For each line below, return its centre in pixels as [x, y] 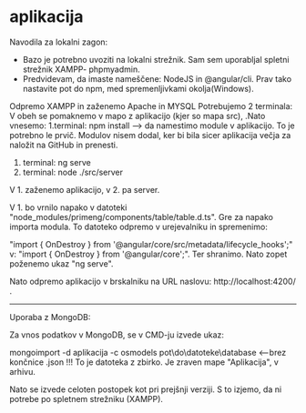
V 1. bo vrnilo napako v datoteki [68, 207]
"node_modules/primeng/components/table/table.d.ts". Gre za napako [141, 217]
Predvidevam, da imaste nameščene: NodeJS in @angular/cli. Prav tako [157, 78]
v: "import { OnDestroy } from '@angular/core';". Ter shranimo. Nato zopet [148, 254]
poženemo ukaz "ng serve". [61, 263]
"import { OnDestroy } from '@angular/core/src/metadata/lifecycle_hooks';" [151, 244]
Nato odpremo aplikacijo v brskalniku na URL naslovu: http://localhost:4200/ [153, 281]
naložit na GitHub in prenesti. [64, 145]
